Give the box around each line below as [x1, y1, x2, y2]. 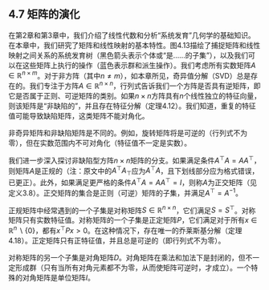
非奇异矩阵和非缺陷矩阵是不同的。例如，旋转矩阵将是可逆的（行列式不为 [8, 128, 247, 138]
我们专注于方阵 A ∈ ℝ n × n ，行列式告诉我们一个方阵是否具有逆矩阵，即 [29, 79, 261, 91]
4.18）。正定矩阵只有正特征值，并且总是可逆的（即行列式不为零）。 [8, 236, 226, 245]
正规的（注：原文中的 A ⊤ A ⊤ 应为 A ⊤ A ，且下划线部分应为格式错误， [41, 164, 259, 178]
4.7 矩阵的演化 [8, 7, 80, 22]
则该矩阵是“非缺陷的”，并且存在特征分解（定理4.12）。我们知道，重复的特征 [8, 101, 256, 111]
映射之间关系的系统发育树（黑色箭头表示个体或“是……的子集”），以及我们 [8, 50, 249, 60]
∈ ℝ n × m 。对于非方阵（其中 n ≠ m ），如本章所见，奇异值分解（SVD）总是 [8, 69, 251, 80]
